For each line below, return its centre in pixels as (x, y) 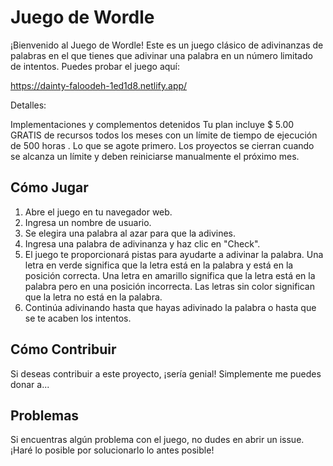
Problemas (45, 415)
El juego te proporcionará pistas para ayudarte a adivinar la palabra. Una (174, 254)
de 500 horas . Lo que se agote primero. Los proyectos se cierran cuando (162, 145)
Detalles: (28, 105)
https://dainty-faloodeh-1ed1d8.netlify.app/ (99, 85)
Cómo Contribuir (63, 349)
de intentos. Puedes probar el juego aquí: (95, 66)
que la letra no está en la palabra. (93, 297)
